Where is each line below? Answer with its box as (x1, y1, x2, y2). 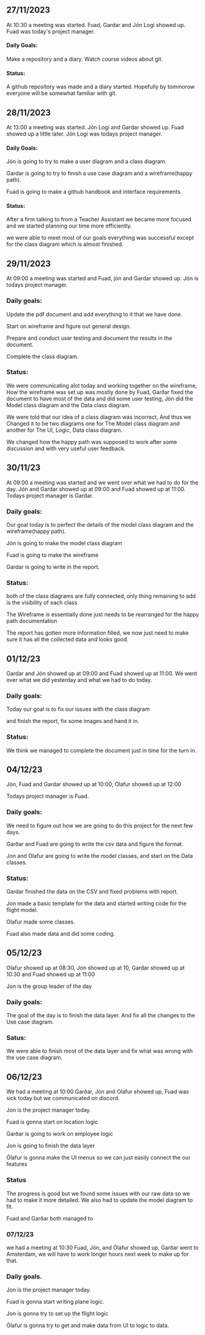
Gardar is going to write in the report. (6, 563, 100, 570)
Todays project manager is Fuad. (6, 792, 89, 800)
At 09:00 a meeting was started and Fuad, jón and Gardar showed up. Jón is (6, 275, 199, 282)
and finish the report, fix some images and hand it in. (6, 717, 140, 725)
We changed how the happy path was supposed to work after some (6, 438, 177, 445)
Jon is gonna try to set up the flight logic (6, 1310, 109, 1317)
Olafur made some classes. (6, 918, 75, 925)
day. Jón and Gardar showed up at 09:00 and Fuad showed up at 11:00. (6, 485, 186, 492)
